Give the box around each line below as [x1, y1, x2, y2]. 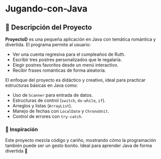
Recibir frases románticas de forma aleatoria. [12, 67, 106, 73]
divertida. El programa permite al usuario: [5, 42, 91, 48]
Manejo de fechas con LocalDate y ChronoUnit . [12, 108, 109, 114]
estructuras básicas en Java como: [5, 82, 78, 88]
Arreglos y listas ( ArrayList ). [12, 103, 72, 108]
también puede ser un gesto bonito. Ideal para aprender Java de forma [5, 142, 152, 148]
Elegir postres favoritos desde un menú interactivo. [12, 62, 119, 68]
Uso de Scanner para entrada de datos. [12, 92, 93, 98]
